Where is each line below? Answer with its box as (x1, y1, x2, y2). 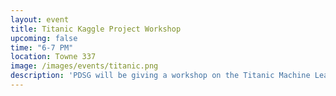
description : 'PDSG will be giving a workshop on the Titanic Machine (10, 71, 311, 81)
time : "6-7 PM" (10, 42, 74, 53)
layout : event (10, 14, 70, 25)
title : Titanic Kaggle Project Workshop (10, 24, 182, 34)
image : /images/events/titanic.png (10, 61, 159, 71)
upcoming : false (10, 33, 78, 43)
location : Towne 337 (10, 52, 97, 62)
